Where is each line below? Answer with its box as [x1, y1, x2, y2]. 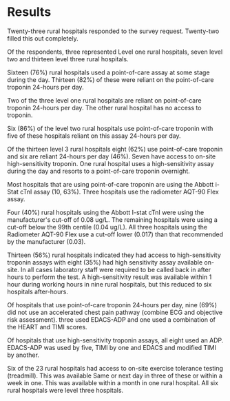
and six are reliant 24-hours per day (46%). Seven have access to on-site [7, 152, 216, 161]
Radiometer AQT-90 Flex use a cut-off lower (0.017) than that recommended [7, 230, 224, 238]
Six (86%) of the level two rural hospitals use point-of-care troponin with [7, 124, 213, 132]
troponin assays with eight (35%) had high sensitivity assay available [7, 258, 203, 266]
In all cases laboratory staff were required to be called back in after [20, 265, 211, 274]
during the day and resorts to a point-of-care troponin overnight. [7, 167, 191, 175]
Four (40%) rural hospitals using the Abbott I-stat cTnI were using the [7, 208, 205, 216]
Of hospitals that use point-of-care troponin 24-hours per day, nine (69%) [7, 300, 218, 309]
